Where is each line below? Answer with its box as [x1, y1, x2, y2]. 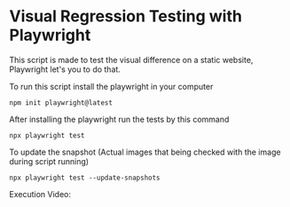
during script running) [9, 155, 90, 166]
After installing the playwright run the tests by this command [9, 114, 230, 124]
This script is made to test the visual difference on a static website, [9, 54, 254, 65]
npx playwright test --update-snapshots [9, 173, 161, 182]
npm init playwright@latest [9, 98, 114, 107]
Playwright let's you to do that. [9, 64, 121, 75]
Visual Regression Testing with [9, 6, 242, 27]
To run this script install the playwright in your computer [9, 81, 214, 92]
